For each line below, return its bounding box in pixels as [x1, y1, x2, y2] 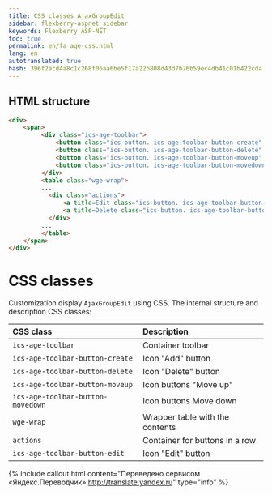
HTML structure [8, 95, 91, 109]
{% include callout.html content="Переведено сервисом [8, 469, 201, 479]
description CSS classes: [8, 307, 91, 317]
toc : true [8, 34, 42, 43]
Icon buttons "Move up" [142, 379, 233, 390]
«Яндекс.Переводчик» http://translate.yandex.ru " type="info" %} [8, 477, 229, 487]
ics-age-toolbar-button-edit [12, 449, 125, 459]
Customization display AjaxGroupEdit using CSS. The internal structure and [8, 298, 259, 308]
